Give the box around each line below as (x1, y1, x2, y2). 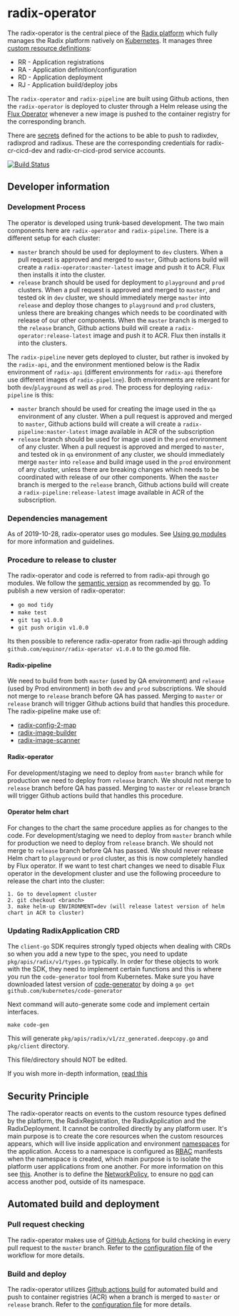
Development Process (7, 202, 86, 212)
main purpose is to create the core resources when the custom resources (7, 1132, 223, 1140)
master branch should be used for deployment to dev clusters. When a (17, 247, 223, 256)
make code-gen (7, 1021, 50, 1029)
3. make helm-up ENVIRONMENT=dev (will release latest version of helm (7, 903, 225, 910)
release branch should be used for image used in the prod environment (17, 435, 227, 443)
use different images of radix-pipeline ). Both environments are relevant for (7, 375, 230, 384)
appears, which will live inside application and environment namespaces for (7, 1139, 230, 1148)
